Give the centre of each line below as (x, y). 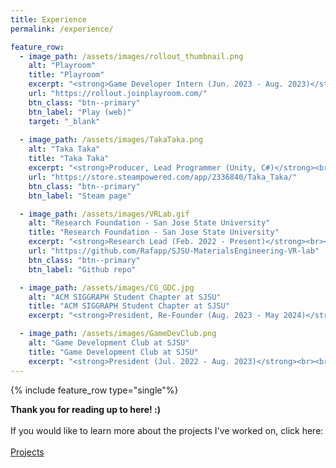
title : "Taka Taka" (69, 159)
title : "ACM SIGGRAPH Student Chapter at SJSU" (129, 306)
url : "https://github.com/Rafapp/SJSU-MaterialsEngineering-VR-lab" (174, 251)
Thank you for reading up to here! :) (85, 409)
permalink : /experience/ (62, 29)
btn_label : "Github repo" (82, 269)
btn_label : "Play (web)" (80, 112)
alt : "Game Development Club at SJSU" (109, 343)
